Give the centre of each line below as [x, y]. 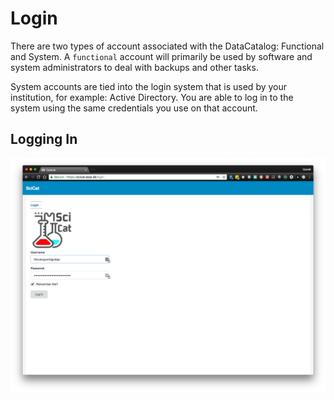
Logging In [44, 139]
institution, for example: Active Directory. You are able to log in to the [152, 97]
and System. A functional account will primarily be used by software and [161, 56]
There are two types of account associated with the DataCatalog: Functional [167, 46]
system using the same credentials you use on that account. [134, 108]
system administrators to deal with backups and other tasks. [134, 67]
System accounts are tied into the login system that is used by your [149, 86]
